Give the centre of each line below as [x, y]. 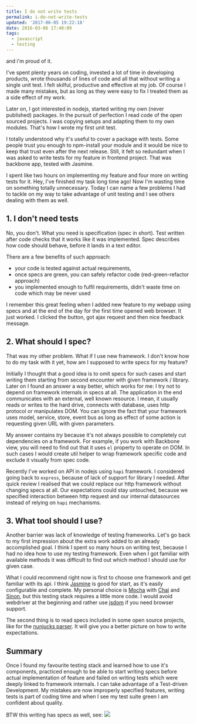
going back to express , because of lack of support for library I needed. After [98, 477]
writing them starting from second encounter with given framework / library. [98, 380]
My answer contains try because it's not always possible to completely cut [96, 435]
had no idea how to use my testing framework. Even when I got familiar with [98, 554]
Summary [24, 651]
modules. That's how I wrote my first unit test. [62, 128]
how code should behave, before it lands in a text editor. [74, 245]
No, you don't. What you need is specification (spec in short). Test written [95, 233]
